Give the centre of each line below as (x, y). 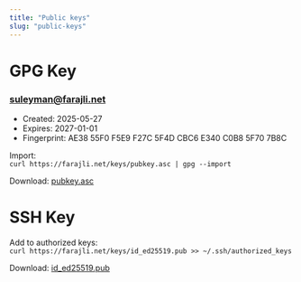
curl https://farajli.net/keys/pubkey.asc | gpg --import (120, 164)
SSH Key (42, 217)
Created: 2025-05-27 (62, 118)
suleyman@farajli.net (58, 99)
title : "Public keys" (50, 18)
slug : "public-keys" (48, 26)
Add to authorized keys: (54, 242)
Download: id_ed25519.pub (60, 268)
